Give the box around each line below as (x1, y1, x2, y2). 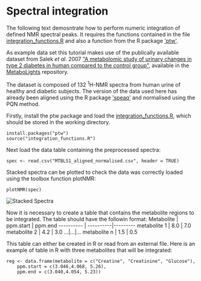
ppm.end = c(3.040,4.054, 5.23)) (17, 268, 101, 275)
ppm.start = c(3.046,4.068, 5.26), (17, 263, 107, 269)
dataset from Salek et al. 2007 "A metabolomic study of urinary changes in (6, 55, 192, 62)
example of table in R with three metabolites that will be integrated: (6, 246, 173, 254)
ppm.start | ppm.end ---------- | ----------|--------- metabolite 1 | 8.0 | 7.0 (6, 222, 191, 229)
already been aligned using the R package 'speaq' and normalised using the (6, 94, 196, 101)
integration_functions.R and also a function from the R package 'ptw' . (6, 37, 179, 44)
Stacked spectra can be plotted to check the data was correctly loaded (6, 168, 183, 176)
